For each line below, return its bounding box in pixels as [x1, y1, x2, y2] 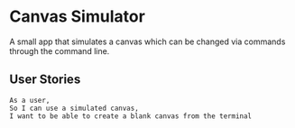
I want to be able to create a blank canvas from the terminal [9, 111, 253, 121]
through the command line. [9, 45, 110, 56]
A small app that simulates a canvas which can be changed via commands [9, 36, 286, 47]
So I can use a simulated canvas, [9, 104, 140, 113]
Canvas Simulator [9, 6, 146, 27]
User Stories [9, 72, 81, 87]
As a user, [9, 96, 51, 105]
